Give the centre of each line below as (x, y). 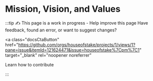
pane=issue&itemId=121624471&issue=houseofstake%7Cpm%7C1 (72, 50)
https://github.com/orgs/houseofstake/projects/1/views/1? (77, 45)
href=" (12, 45)
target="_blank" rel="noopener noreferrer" (48, 55)
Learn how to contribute (30, 64)
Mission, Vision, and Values (63, 9)
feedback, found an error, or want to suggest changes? (61, 30)
